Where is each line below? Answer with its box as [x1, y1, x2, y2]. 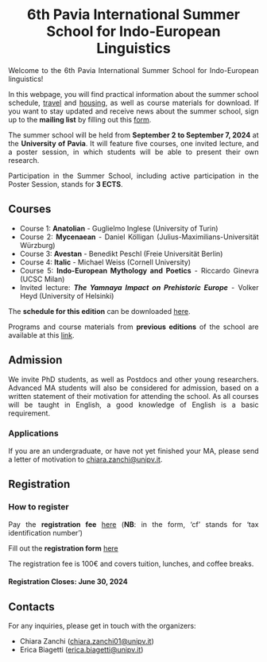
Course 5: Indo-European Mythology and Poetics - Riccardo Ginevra [19, 265, 259, 275]
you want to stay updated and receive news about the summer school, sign [8, 106, 259, 116]
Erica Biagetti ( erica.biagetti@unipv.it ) [19, 645, 144, 654]
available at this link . [8, 330, 75, 339]
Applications [8, 428, 59, 439]
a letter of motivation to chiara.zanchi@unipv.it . [8, 455, 163, 464]
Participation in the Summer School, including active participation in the [8, 171, 259, 180]
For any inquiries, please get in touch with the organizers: [8, 621, 196, 630]
